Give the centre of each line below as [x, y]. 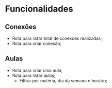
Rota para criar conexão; [37, 44]
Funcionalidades [39, 9]
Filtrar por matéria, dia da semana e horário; [63, 80]
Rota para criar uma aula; [37, 70]
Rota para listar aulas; [34, 75]
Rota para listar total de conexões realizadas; [57, 38]
